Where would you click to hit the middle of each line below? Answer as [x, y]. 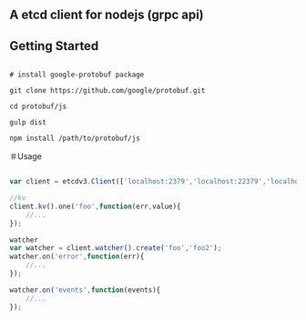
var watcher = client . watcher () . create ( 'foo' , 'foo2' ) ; [116, 248]
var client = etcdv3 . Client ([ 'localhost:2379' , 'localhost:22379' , [138, 182]
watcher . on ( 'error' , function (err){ [77, 257]
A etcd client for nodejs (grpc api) [107, 15]
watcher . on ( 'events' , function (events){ [85, 290]
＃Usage [26, 156]
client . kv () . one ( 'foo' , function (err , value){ [95, 206]
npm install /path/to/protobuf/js [75, 139]
